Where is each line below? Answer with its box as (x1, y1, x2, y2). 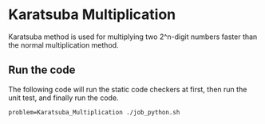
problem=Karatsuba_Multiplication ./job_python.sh (8, 108, 180, 116)
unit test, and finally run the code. (8, 93, 119, 103)
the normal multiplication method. (8, 40, 119, 49)
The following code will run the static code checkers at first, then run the (8, 84, 247, 94)
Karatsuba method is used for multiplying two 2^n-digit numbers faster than (8, 32, 258, 41)
